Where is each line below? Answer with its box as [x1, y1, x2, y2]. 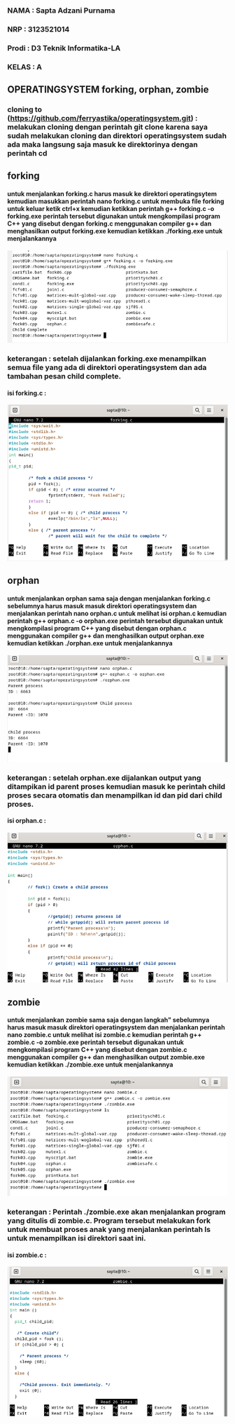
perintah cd [7, 149, 48, 158]
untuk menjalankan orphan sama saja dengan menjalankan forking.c [7, 594, 211, 603]
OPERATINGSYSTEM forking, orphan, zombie [7, 83, 209, 96]
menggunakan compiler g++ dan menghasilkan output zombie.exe [7, 1053, 205, 1062]
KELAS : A [7, 62, 43, 71]
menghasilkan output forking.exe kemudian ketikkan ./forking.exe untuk [7, 226, 223, 235]
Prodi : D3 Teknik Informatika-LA [7, 43, 121, 53]
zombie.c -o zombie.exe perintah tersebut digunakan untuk [7, 1038, 184, 1046]
